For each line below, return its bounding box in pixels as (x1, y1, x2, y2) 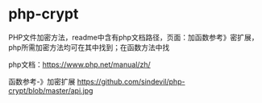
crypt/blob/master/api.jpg (8, 85, 94, 95)
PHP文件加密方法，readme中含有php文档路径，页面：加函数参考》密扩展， (8, 32, 259, 42)
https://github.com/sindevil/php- (77, 76, 185, 86)
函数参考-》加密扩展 (8, 76, 76, 86)
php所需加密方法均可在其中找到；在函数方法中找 (8, 42, 170, 52)
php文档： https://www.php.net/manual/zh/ (8, 60, 151, 69)
